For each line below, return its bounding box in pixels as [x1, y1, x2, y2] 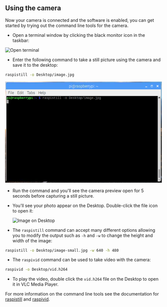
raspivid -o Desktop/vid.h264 [5, 267, 68, 272]
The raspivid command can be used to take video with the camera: [12, 257, 151, 263]
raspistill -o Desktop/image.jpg [5, 72, 75, 77]
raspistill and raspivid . [5, 296, 50, 303]
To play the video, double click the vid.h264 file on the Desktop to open [12, 276, 159, 282]
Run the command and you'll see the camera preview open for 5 [12, 188, 144, 194]
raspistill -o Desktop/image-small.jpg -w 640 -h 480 [5, 248, 119, 253]
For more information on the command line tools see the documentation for [5, 291, 159, 297]
